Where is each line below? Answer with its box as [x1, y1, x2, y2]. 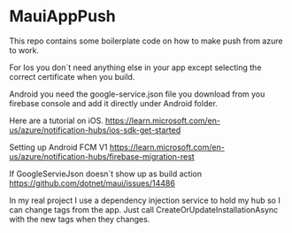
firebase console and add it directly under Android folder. [9, 97, 219, 108]
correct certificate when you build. [9, 71, 135, 82]
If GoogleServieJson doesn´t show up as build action [9, 168, 202, 179]
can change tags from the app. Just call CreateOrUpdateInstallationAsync [9, 204, 279, 214]
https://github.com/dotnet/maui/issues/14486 [9, 177, 175, 188]
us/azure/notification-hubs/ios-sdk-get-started [9, 124, 181, 135]
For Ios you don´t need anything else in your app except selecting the [9, 62, 262, 73]
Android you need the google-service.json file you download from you [9, 89, 265, 99]
